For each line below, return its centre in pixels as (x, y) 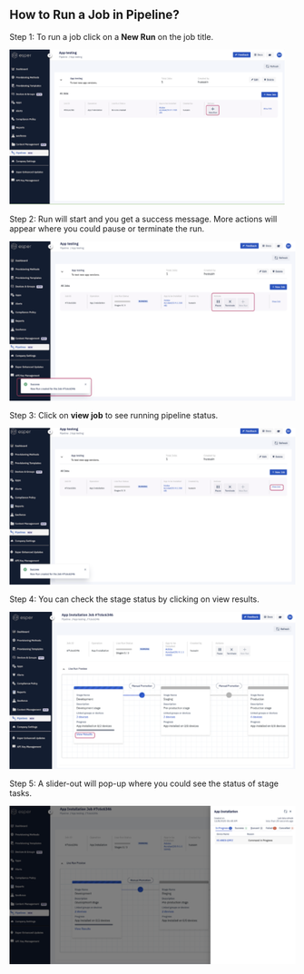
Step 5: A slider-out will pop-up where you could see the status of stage (144, 783)
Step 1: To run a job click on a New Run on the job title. (112, 36)
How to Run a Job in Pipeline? (94, 15)
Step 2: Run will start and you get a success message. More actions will (143, 219)
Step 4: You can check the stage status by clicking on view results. (135, 599)
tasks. (21, 793)
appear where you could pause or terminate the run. (107, 228)
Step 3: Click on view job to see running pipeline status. (114, 415)
